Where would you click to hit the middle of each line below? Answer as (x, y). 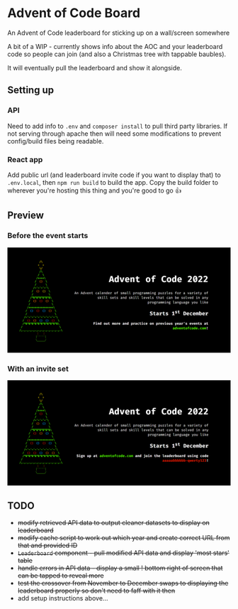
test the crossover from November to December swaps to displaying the (123, 583)
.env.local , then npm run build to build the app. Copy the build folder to (113, 182)
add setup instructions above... (63, 598)
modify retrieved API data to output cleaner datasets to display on (114, 523)
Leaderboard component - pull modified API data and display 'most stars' (124, 553)
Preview (26, 216)
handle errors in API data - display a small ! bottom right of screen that (120, 568)
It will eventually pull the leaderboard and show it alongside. (95, 68)
